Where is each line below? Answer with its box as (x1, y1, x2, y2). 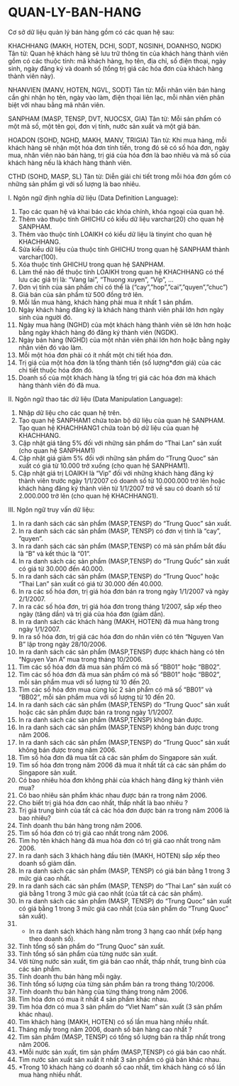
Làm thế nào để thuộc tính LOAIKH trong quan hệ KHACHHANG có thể (18, 267, 224, 276)
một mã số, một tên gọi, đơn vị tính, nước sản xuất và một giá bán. (8, 122, 201, 130)
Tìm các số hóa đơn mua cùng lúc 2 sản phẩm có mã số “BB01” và (18, 685, 213, 694)
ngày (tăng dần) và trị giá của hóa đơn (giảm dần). (18, 609, 165, 618)
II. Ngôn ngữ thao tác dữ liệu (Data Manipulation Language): (8, 394, 183, 403)
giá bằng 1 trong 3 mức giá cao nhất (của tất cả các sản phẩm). (18, 889, 204, 898)
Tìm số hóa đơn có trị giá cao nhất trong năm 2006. (18, 829, 169, 837)
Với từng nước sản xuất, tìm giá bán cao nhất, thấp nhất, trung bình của (18, 957, 226, 965)
